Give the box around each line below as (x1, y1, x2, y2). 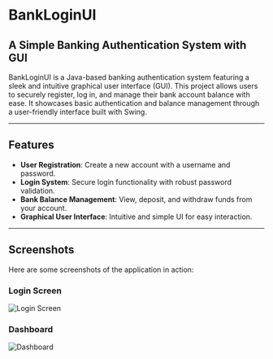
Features (8, 138, 54, 152)
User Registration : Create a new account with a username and (19, 160, 231, 169)
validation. (19, 186, 55, 195)
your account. (19, 203, 67, 212)
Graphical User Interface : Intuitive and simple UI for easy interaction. (19, 212, 253, 221)
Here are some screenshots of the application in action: (8, 265, 194, 274)
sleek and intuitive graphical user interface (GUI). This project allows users (8, 81, 258, 90)
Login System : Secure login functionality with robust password (19, 177, 232, 186)
